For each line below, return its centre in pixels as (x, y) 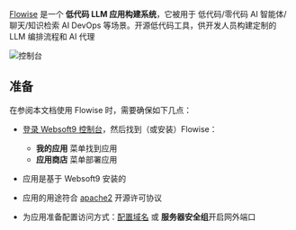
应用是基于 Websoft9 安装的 (74, 178)
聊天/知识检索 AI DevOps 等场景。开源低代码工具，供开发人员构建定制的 (143, 25)
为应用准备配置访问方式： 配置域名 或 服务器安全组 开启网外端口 (139, 217)
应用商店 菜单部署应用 (76, 159)
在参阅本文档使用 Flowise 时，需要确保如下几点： (101, 110)
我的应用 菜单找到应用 (76, 148)
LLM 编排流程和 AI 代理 (52, 36)
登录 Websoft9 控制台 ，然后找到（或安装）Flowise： (120, 128)
